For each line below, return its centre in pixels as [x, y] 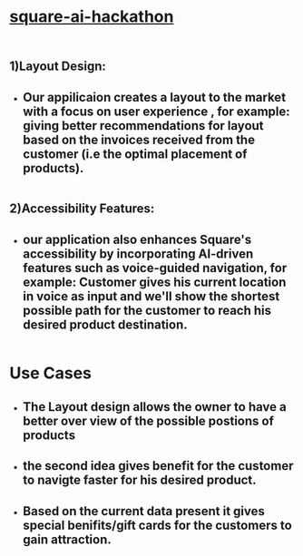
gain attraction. [67, 539]
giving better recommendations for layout [143, 126]
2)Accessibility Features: [82, 209]
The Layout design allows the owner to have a [155, 407]
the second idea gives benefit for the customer [158, 466]
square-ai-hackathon [92, 17]
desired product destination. [105, 324]
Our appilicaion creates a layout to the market [154, 97]
